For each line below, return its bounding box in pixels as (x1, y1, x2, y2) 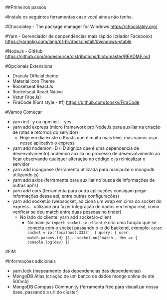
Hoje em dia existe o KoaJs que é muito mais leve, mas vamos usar (19, 135, 158, 140)
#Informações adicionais (5, 258, 56, 264)
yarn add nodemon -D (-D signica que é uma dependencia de (12, 145, 140, 151)
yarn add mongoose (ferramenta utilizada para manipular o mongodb (12, 167, 155, 172)
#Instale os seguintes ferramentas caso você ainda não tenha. (5, 14, 133, 19)
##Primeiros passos (5, 4, 46, 10)
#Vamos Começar (5, 109, 42, 115)
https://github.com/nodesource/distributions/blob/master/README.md (5, 53, 151, 59)
